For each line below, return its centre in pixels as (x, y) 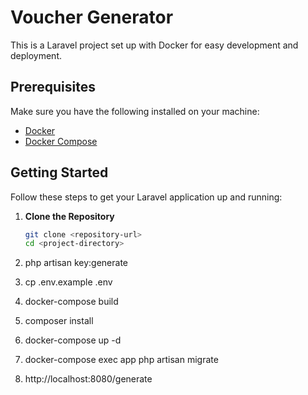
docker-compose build (71, 302)
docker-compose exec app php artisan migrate (121, 360)
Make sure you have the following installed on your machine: (135, 111)
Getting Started (59, 172)
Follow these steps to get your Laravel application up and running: (146, 197)
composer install (59, 321)
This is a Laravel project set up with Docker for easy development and (154, 45)
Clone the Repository (69, 216)
